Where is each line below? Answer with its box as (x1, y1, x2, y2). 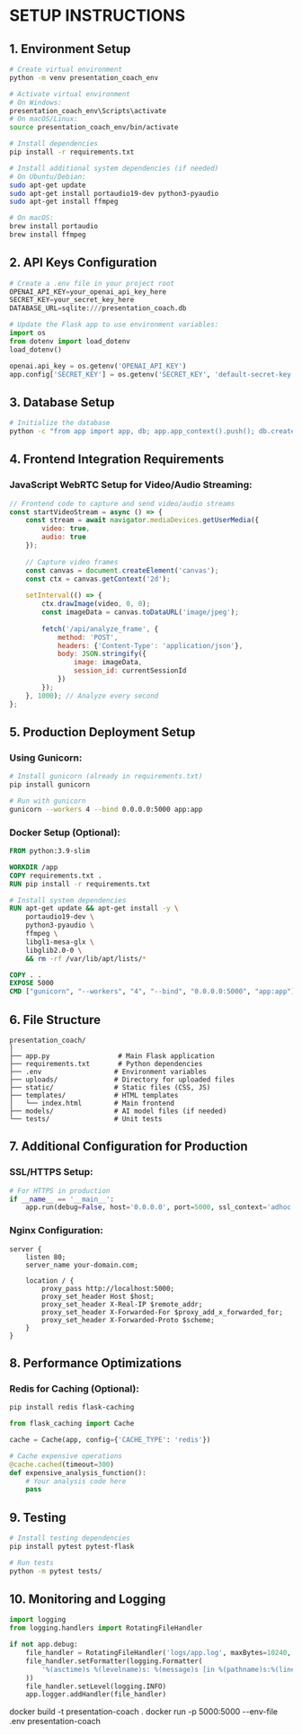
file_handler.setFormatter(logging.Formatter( (25, 1656, 203, 1666)
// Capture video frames (25, 557, 119, 566)
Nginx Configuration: (9, 1224, 103, 1237)
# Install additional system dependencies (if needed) (9, 164, 219, 173)
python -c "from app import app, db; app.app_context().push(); (9, 427, 255, 436)
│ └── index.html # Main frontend (9, 1099, 175, 1108)
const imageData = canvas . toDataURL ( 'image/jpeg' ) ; (41, 608, 240, 617)
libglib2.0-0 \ (25, 946, 83, 955)
